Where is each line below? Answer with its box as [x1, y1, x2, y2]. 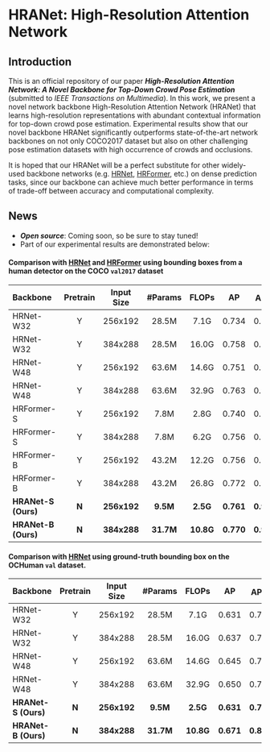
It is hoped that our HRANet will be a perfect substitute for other [8, 160, 220, 170]
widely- [221, 160, 247, 170]
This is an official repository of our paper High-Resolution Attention [8, 77, 235, 85]
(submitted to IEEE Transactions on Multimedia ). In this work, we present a [8, 93, 256, 102]
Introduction [8, 55, 72, 69]
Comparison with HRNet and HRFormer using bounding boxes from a [8, 258, 243, 268]
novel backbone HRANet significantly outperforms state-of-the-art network [8, 127, 259, 137]
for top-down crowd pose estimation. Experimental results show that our [8, 119, 248, 128]
